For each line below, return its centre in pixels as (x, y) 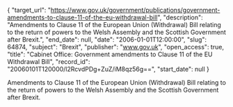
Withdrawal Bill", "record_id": (49, 61)
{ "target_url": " (29, 10)
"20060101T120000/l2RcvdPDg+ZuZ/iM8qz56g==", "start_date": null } (109, 69)
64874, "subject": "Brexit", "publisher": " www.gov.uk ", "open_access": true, (116, 47)
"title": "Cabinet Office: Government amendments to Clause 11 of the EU (110, 54)
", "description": (180, 17)
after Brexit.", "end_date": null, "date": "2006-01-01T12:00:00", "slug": (107, 40)
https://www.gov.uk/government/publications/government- (135, 10)
